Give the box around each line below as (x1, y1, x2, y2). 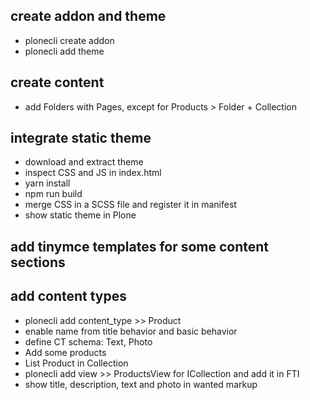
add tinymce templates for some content (10, 238, 270, 255)
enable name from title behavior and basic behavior (24, 325, 238, 337)
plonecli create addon (24, 34, 115, 46)
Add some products (24, 346, 107, 358)
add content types (10, 288, 127, 305)
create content (10, 74, 105, 91)
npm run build (24, 188, 83, 200)
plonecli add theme (24, 45, 105, 57)
